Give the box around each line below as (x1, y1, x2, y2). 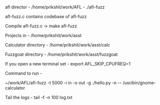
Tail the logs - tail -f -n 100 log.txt (5, 95, 72, 100)
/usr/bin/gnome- (122, 80, 156, 85)
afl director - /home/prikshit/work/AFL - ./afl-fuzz (5, 4, 105, 10)
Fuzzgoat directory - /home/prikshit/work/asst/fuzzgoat (5, 51, 118, 57)
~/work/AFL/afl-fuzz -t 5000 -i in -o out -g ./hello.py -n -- (5, 80, 122, 85)
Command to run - (5, 70, 43, 76)
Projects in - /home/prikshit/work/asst (5, 33, 82, 38)
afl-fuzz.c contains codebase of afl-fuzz (5, 14, 87, 19)
